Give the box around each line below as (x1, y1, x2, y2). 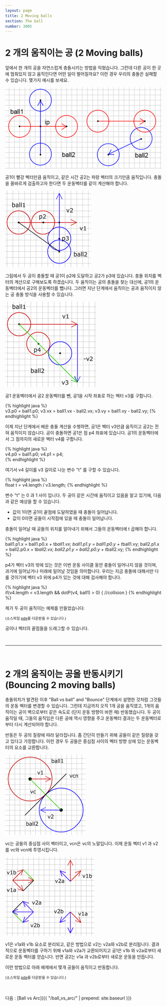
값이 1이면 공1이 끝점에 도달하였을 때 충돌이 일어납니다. (12, 509, 118, 515)
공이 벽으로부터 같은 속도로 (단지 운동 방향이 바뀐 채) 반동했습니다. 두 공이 (18, 709, 161, 715)
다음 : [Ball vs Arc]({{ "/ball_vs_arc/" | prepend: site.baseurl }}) (5, 995, 132, 1001)
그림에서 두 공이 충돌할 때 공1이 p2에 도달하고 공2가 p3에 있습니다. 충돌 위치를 (5, 273, 157, 279)
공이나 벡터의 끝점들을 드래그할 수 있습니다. (5, 625, 89, 631)
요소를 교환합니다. (14, 744, 49, 750)
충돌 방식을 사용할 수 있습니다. (15, 291, 74, 297)
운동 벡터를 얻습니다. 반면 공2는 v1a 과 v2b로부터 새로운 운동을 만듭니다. (14, 953, 155, 960)
